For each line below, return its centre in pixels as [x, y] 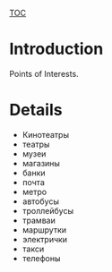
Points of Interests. [44, 73]
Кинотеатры [46, 134]
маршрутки [44, 229]
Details [36, 110]
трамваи [39, 220]
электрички [45, 239]
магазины [41, 163]
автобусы [41, 201]
